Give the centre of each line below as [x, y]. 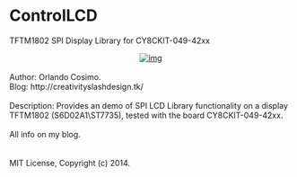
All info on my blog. [45, 134]
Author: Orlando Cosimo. [55, 76]
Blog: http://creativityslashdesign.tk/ [76, 86]
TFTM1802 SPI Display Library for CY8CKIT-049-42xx [110, 40]
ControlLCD [54, 16]
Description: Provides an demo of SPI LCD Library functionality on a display [149, 105]
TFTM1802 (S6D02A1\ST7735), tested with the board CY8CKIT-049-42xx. [146, 115]
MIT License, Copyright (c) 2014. [70, 163]
